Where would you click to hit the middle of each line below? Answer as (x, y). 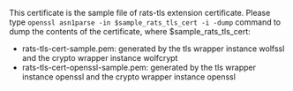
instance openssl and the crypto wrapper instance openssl (129, 77)
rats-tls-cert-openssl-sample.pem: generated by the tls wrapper (139, 67)
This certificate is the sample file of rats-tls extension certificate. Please (140, 13)
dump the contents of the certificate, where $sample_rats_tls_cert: (130, 31)
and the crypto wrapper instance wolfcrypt (100, 58)
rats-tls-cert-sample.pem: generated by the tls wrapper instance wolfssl (153, 49)
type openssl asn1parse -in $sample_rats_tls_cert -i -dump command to (145, 22)
